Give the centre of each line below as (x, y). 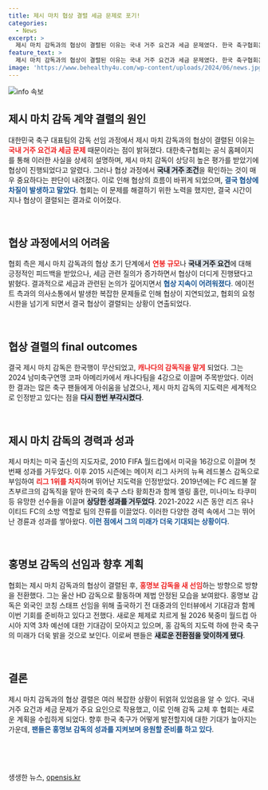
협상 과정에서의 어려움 (59, 243)
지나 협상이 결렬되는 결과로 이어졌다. (65, 200)
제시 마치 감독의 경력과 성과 (71, 441)
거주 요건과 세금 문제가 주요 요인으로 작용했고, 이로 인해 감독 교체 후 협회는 (124, 709)
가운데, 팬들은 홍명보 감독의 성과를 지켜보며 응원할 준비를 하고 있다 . (111, 729)
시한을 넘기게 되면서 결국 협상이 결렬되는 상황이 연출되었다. (100, 304)
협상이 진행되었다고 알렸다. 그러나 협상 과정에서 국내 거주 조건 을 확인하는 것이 (128, 170)
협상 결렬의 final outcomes (73, 347)
